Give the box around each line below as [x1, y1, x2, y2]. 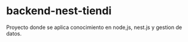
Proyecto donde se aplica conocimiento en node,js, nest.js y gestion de [6, 24, 183, 31]
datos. [6, 30, 22, 37]
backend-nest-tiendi [6, 4, 112, 18]
